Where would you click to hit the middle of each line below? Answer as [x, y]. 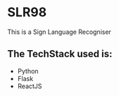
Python [28, 71]
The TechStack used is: [60, 54]
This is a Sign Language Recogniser [59, 32]
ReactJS [30, 86]
